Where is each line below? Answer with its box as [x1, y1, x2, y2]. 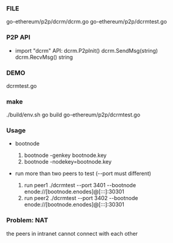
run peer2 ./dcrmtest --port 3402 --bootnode [24, 195, 138, 202]
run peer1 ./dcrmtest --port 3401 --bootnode [24, 182, 137, 189]
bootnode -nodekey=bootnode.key [24, 158, 112, 165]
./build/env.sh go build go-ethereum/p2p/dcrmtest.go [6, 111, 141, 119]
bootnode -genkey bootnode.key [24, 151, 107, 159]
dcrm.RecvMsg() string [15, 53, 73, 61]
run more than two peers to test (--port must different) [15, 170, 152, 177]
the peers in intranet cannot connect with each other [6, 230, 138, 237]
